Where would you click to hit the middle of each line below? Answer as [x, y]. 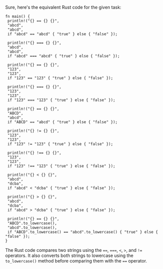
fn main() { [18, 17]
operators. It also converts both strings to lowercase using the [69, 255]
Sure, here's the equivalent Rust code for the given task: [63, 7]
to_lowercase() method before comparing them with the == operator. [76, 261]
